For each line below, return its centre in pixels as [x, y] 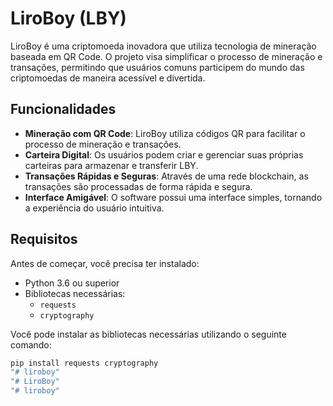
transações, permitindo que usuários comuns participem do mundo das [157, 67]
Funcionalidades [63, 109]
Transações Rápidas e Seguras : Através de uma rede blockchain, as [166, 176]
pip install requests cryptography [84, 363]
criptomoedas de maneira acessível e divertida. [108, 78]
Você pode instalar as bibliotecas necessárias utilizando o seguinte [148, 334]
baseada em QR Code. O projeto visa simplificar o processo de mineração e [166, 56]
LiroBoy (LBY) [68, 18]
